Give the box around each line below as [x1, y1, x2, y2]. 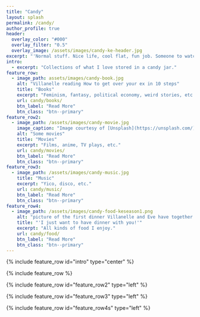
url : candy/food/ [17, 230, 60, 236]
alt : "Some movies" [17, 131, 65, 137]
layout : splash [6, 14, 44, 20]
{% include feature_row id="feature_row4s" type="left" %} [6, 304, 151, 312]
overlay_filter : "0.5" [11, 42, 68, 48]
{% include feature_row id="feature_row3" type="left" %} [6, 293, 148, 300]
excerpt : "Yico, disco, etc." [17, 181, 92, 187]
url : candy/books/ [17, 97, 62, 103]
